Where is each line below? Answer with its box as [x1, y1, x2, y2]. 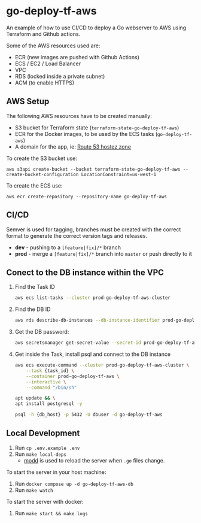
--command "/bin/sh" [26, 385, 77, 391]
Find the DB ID [14, 306, 51, 313]
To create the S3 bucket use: [6, 155, 78, 162]
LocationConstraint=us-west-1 [81, 171, 157, 177]
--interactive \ [26, 379, 66, 385]
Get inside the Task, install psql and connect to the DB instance [14, 350, 171, 358]
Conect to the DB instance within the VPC [6, 267, 165, 277]
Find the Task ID [14, 283, 55, 291]
